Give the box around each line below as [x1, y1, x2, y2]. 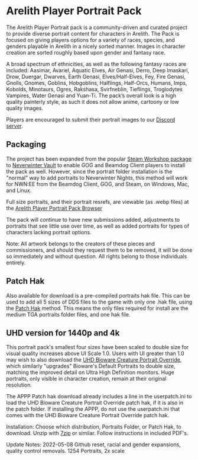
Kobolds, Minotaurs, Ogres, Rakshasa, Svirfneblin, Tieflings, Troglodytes [6, 85, 183, 92]
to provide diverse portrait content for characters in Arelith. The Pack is [6, 30, 180, 37]
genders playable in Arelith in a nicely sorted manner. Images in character [6, 43, 186, 50]
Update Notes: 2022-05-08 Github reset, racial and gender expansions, [6, 441, 181, 448]
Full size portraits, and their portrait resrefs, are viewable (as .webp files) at [6, 198, 189, 205]
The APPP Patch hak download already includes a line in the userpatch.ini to [6, 393, 192, 400]
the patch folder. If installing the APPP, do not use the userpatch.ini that [6, 405, 180, 413]
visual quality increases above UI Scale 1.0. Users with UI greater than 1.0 [6, 350, 184, 357]
